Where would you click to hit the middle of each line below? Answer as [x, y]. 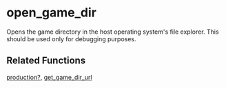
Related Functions [46, 61]
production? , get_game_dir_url [49, 77]
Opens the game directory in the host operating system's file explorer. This [113, 32]
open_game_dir [52, 13]
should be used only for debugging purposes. [71, 38]
